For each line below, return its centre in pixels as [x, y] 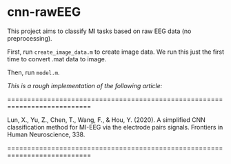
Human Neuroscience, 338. [46, 134]
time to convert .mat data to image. [57, 59]
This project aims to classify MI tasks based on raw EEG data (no [99, 31]
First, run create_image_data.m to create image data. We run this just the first [116, 52]
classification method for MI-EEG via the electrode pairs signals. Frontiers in [115, 127]
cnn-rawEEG [44, 12]
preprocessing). [30, 38]
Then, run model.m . [33, 72]
